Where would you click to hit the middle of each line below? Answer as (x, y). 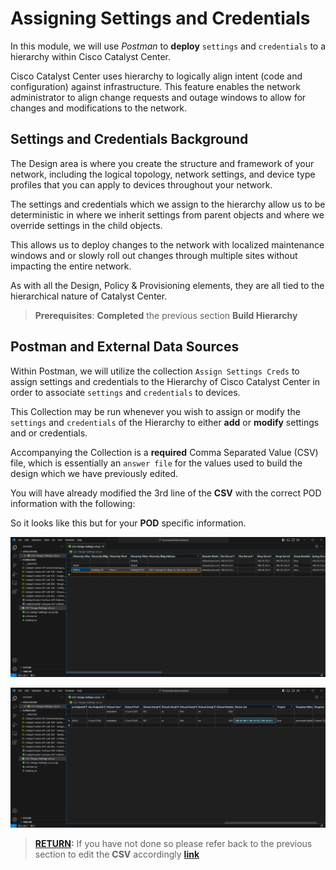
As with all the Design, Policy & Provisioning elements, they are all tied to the (167, 285)
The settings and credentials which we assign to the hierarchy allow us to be (168, 204)
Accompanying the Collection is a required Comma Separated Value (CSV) (164, 452)
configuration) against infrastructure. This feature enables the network (155, 86)
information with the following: (73, 503)
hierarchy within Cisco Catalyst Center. (91, 56)
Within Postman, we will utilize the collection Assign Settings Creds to (155, 371)
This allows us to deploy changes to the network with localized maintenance (167, 244)
